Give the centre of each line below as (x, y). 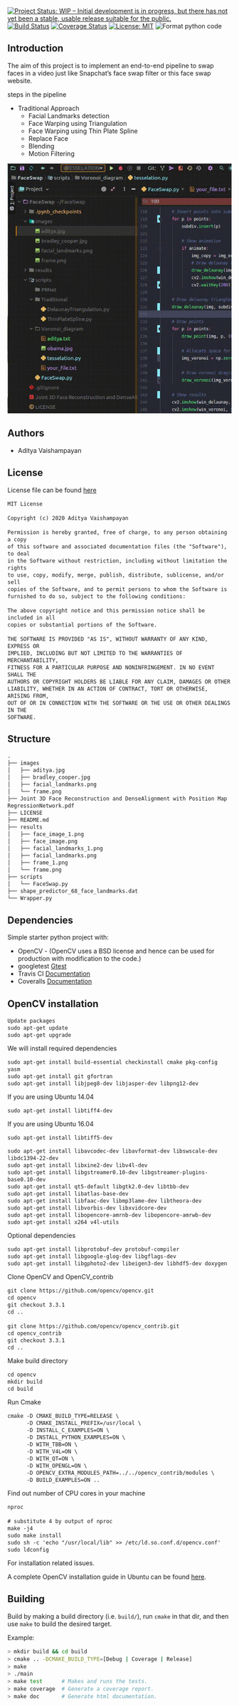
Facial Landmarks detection (69, 116)
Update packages (31, 1020)
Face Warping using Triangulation (78, 123)
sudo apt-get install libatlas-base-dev (68, 1194)
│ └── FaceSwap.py (38, 884)
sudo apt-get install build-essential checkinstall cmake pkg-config (113, 1062)
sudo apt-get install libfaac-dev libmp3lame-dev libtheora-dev (105, 1201)
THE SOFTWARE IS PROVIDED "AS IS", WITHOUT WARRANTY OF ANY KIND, (108, 639)
